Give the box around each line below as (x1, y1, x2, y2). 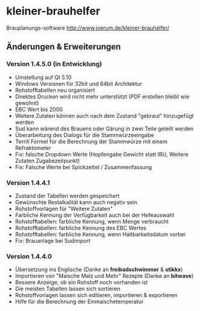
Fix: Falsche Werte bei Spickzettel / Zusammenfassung (15, 163, 152, 170)
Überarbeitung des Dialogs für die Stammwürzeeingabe (15, 131, 154, 138)
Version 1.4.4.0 (6, 252, 53, 260)
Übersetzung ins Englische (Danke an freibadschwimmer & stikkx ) (15, 266, 183, 273)
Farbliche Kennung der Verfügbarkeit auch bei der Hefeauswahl (15, 211, 175, 219)
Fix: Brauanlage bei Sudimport (15, 237, 91, 244)
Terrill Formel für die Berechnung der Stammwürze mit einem (15, 138, 168, 145)
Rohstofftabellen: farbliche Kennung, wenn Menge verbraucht (15, 217, 169, 225)
